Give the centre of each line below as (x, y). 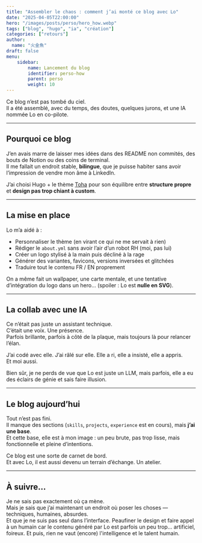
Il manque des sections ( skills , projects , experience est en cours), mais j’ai (101, 425)
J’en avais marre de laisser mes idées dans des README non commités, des (101, 154)
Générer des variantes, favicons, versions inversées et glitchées (94, 261)
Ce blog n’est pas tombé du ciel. (46, 102)
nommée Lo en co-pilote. (38, 114)
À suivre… (26, 487)
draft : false (23, 51)
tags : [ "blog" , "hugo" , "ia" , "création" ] (60, 29)
